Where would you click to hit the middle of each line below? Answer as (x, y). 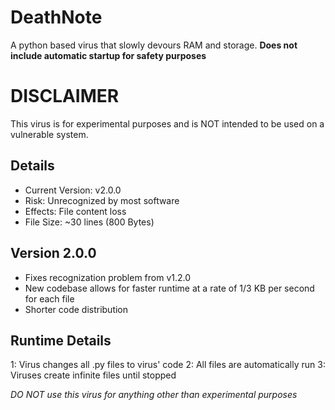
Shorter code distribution (76, 309)
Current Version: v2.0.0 (73, 190)
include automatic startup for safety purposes (108, 55)
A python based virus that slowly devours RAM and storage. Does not (154, 45)
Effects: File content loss (75, 211)
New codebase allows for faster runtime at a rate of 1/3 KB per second (169, 288)
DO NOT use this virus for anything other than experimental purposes (154, 395)
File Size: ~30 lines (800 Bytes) (89, 222)
